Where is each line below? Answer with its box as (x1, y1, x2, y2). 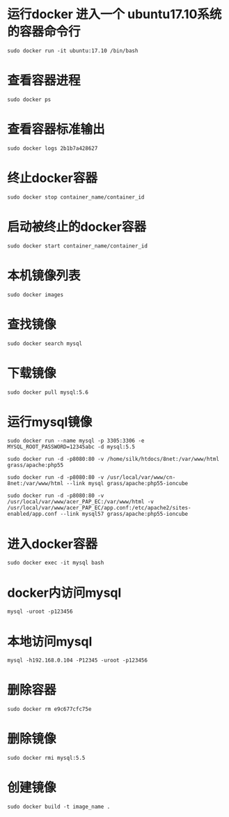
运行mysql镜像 (7, 414, 93, 429)
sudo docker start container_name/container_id (7, 242, 148, 250)
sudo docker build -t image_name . (7, 803, 111, 811)
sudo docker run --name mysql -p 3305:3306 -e (7, 437, 145, 445)
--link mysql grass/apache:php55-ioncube (66, 480, 189, 487)
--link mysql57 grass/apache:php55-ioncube (60, 510, 189, 518)
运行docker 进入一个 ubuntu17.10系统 (7, 6, 222, 22)
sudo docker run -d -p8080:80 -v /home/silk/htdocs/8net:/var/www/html (7, 456, 219, 463)
